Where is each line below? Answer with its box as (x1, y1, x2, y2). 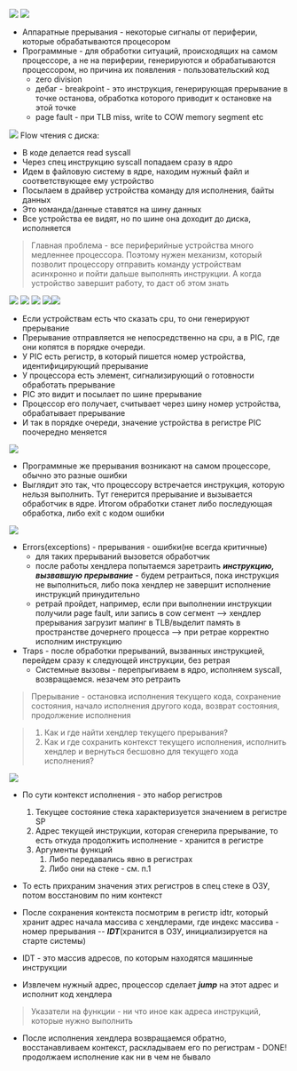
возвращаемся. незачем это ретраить (35, 674, 182, 684)
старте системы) (21, 936, 87, 946)
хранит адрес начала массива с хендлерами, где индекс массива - (21, 916, 279, 927)
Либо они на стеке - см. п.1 (48, 863, 152, 874)
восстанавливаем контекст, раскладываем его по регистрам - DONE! (21, 1043, 287, 1052)
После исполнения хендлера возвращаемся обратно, (21, 1033, 227, 1043)
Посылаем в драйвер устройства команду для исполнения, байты (21, 185, 275, 196)
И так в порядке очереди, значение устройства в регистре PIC (21, 418, 262, 428)
